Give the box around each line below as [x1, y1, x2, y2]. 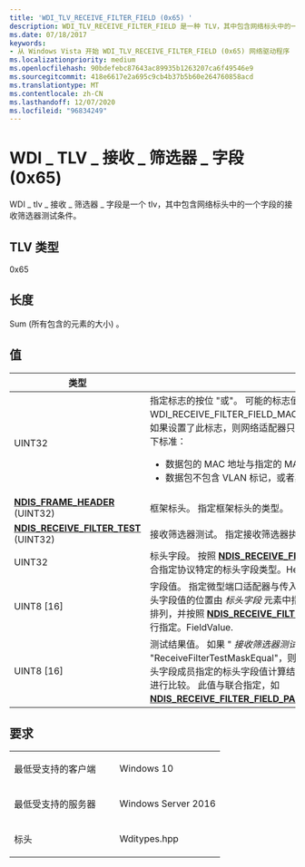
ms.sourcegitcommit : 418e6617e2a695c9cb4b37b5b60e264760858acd [9, 73, 254, 82]
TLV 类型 [9, 239, 59, 255]
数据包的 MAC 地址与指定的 [164, 457, 282, 470]
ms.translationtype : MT [9, 81, 100, 90]
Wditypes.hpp [119, 833, 179, 845]
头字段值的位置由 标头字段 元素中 [149, 593, 292, 606]
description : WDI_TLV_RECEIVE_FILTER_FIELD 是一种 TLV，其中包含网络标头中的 [9, 22, 291, 31]
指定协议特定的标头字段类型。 [158, 563, 287, 576]
